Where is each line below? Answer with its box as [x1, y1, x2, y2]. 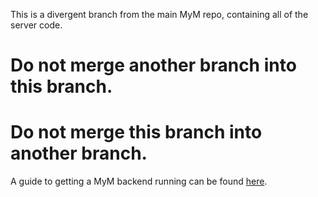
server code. [10, 19, 63, 31]
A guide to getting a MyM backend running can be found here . [10, 175, 268, 188]
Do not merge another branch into [10, 54, 297, 77]
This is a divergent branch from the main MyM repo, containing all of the [10, 9, 309, 20]
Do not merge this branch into [10, 121, 263, 144]
